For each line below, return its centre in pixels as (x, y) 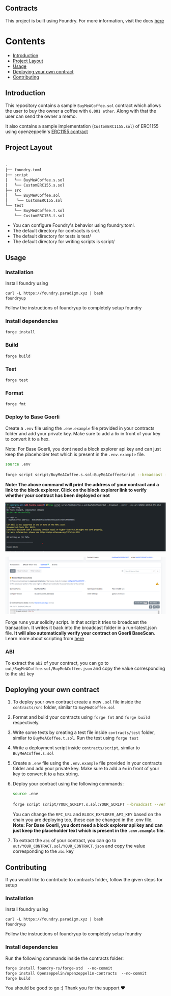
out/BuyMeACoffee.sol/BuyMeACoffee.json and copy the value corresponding (85, 668)
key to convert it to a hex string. (46, 774)
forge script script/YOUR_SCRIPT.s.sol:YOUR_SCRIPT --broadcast (82, 805)
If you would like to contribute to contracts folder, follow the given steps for (84, 879)
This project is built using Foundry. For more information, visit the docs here (85, 20)
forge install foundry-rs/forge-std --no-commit (59, 968)
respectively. (26, 723)
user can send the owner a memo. (41, 116)
